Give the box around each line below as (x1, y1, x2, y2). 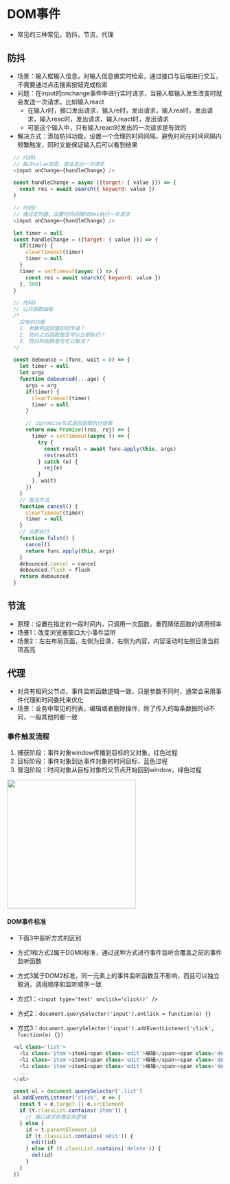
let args (19, 369, 45, 376)
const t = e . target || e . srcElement (19, 1101, 125, 1108)
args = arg (25, 382, 57, 388)
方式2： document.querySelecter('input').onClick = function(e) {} (16, 1010, 211, 1018)
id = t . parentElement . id (25, 1126, 97, 1133)
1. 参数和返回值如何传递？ (19, 325, 85, 332)
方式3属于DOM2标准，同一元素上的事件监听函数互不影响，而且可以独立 (16, 972, 220, 980)
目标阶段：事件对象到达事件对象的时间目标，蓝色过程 (16, 756, 168, 765)
